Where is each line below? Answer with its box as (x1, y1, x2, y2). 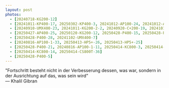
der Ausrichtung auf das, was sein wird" (5, 73, 89, 79)
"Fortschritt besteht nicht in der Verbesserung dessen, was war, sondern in (5, 67, 161, 73)
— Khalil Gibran (5, 78, 38, 84)
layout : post (5, 7, 33, 12)
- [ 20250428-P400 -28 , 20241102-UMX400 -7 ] (10, 35, 98, 40)
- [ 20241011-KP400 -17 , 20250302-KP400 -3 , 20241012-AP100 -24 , (10, 21, 141, 26)
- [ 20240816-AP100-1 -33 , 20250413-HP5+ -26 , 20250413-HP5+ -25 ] (10, 40, 143, 45)
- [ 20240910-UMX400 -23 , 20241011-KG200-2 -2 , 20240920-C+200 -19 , (10, 26, 147, 31)
